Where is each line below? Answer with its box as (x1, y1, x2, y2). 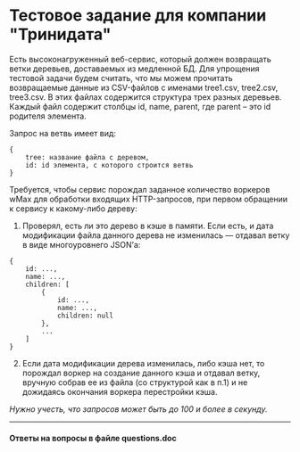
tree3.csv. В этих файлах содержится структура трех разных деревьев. (9, 91, 282, 103)
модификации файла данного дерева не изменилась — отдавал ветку (21, 229, 290, 241)
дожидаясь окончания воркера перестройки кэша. (21, 386, 218, 397)
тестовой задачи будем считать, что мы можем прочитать (9, 72, 233, 83)
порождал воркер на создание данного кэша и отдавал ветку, (21, 367, 261, 378)
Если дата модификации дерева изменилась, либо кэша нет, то (21, 357, 265, 368)
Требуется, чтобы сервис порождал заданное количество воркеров (9, 184, 271, 194)
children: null (56, 311, 114, 320)
